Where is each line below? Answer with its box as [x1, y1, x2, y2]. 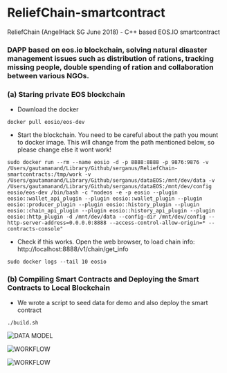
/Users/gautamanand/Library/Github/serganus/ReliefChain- [7, 165, 178, 172]
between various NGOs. [7, 71, 90, 80]
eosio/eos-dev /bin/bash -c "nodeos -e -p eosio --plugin [7, 189, 178, 197]
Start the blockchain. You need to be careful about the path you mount [17, 131, 219, 139]
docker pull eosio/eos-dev [7, 119, 85, 126]
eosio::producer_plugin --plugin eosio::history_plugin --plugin [7, 201, 199, 208]
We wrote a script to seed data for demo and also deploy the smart [17, 299, 208, 307]
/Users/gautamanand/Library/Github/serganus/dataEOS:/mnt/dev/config [7, 183, 212, 190]
